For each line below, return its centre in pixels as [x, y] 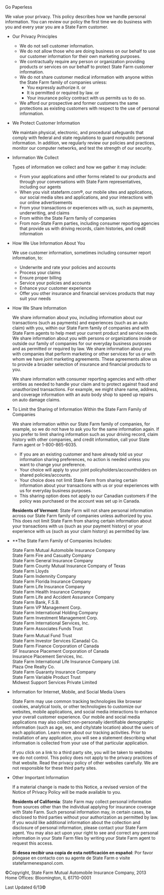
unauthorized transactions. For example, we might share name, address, [85, 389]
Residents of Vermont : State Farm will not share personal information [82, 510]
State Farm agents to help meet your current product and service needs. [85, 333]
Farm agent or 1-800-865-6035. [45, 445]
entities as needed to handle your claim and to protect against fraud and [85, 384]
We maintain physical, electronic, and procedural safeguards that [78, 132]
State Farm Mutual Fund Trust [42, 635]
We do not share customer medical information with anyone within [86, 77]
